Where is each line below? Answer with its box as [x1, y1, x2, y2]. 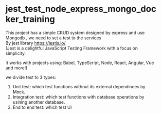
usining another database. [12, 99, 65, 105]
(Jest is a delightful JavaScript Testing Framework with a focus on [5, 45, 138, 51]
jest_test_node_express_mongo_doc [5, 3, 157, 15]
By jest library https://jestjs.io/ [5, 40, 66, 46]
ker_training [5, 14, 55, 25]
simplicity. [5, 50, 26, 56]
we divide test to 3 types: [5, 74, 56, 80]
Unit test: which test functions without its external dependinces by [12, 83, 145, 89]
